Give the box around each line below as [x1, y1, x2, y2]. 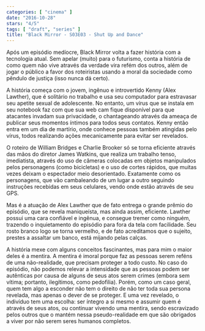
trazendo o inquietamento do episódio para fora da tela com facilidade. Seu [6, 221, 197, 229]
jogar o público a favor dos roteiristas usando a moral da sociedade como [6, 68, 193, 75]
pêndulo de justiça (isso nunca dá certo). [6, 75, 110, 82]
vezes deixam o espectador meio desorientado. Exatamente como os [6, 170, 181, 178]
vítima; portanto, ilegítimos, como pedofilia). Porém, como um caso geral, [6, 278, 192, 286]
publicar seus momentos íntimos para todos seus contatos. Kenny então [6, 119, 188, 126]
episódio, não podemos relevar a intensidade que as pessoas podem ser [6, 265, 190, 273]
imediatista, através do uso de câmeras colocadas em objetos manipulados [6, 157, 196, 164]
